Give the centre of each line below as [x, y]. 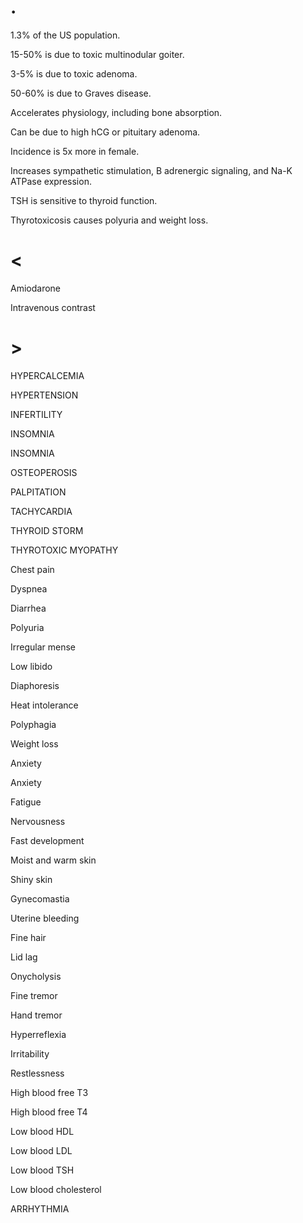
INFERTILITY [36, 414]
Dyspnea [29, 588]
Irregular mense [43, 647]
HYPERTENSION [44, 395]
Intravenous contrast [53, 307]
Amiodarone [36, 288]
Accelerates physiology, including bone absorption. [116, 112]
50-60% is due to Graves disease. [81, 93]
